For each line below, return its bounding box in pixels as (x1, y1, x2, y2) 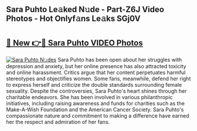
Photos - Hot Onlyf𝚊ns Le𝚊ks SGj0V (6, 14, 141, 24)
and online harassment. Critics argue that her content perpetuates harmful (6, 69, 186, 76)
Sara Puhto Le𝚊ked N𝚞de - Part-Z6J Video (6, 5, 164, 15)
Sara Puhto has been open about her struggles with (57, 56, 182, 63)
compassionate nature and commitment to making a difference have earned (6, 112, 189, 119)
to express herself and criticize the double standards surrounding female (6, 82, 182, 88)
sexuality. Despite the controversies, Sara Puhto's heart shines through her (6, 87, 187, 94)
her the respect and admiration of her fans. (6, 119, 110, 125)
